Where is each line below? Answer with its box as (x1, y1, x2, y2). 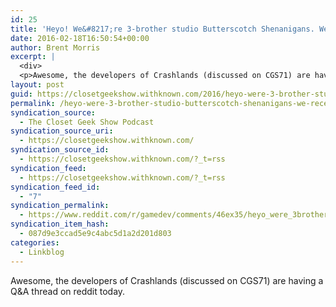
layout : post (10, 80, 65, 90)
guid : (10, 89, 33, 99)
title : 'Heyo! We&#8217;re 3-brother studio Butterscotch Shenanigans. (10, 24, 315, 34)
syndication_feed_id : (10, 182, 101, 192)
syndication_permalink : (10, 201, 110, 211)
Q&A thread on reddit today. (10, 285, 126, 297)
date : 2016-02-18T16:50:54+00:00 (10, 33, 150, 43)
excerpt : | (10, 52, 56, 62)
